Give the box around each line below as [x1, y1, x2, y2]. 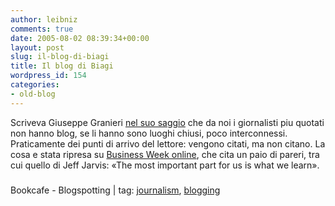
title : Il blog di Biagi [10, 61, 114, 71]
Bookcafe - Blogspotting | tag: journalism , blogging [10, 184, 221, 196]
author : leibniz [10, 14, 78, 25]
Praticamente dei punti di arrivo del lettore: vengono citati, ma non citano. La [10, 137, 326, 150]
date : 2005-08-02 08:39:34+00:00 [10, 33, 150, 43]
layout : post [10, 42, 65, 53]
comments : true [10, 24, 74, 34]
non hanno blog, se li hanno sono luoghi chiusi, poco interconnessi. [10, 127, 288, 139]
